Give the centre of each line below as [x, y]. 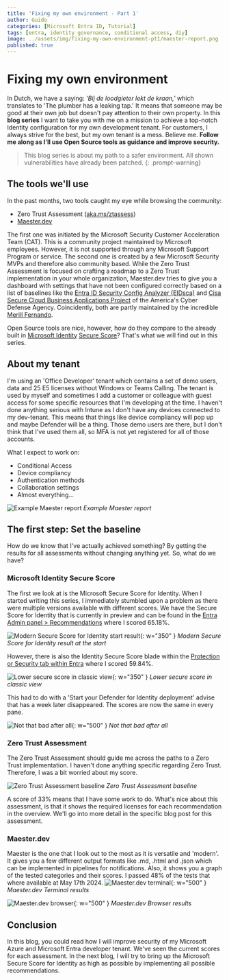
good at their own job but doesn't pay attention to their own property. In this [114, 112]
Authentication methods [51, 480]
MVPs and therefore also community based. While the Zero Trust [98, 263]
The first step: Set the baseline [74, 529]
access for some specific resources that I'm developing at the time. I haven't [115, 403]
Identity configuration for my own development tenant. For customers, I [108, 127]
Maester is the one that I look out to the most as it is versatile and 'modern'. [113, 854]
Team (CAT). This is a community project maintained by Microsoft [99, 241]
